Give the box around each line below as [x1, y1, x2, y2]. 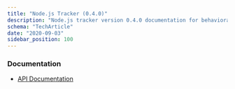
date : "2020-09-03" [7, 29, 64, 37]
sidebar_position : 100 [7, 36, 73, 43]
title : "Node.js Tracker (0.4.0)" [7, 10, 108, 17]
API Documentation [17, 74, 73, 83]
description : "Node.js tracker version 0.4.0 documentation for [7, 17, 199, 24]
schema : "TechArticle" [7, 23, 73, 30]
